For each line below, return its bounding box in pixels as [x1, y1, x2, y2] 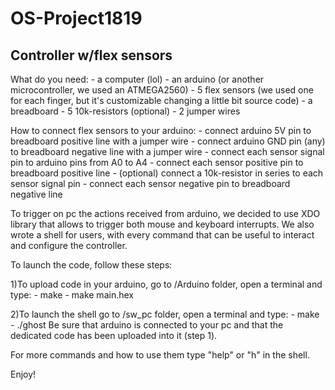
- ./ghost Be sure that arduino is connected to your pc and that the [10, 319, 284, 331]
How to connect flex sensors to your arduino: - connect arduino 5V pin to [10, 125, 312, 136]
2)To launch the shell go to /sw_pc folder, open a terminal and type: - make [10, 308, 320, 320]
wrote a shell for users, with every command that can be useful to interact [10, 229, 315, 241]
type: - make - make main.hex [10, 289, 134, 301]
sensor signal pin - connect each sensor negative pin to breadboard [10, 178, 291, 189]
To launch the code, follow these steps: [10, 259, 173, 271]
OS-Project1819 [10, 7, 143, 30]
